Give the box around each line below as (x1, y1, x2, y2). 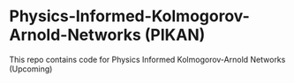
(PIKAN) (144, 25, 206, 45)
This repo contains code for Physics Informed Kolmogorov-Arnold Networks (9, 54, 286, 64)
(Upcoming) (9, 64, 53, 74)
